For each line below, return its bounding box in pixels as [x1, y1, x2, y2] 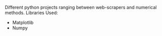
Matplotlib [12, 20, 34, 25]
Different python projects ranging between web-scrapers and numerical [5, 5, 157, 10]
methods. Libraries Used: [5, 10, 58, 16]
